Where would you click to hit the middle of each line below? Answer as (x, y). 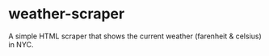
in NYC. (21, 44)
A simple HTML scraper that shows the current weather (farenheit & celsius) (135, 36)
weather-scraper (67, 14)
